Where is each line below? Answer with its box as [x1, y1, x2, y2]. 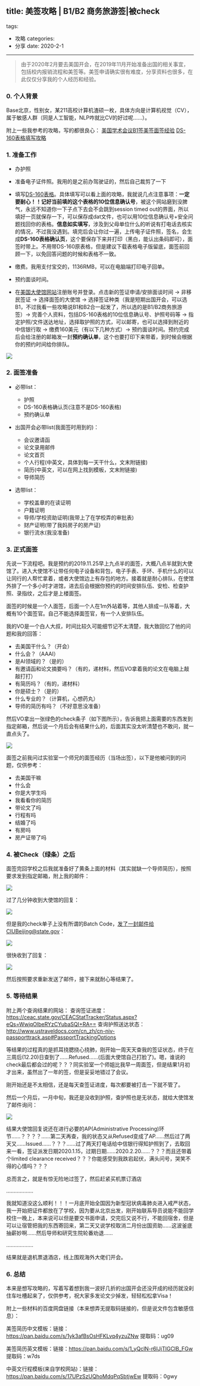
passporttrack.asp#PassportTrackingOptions [6, 1034, 117, 1041]
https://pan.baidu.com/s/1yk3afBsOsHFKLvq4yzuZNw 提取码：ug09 [6, 1332, 174, 1339]
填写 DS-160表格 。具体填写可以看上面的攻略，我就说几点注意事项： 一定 [14, 191, 190, 198]
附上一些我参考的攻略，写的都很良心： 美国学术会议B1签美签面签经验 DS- [6, 127, 186, 134]
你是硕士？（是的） [14, 688, 62, 695]
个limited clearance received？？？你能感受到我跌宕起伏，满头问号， [6, 1155, 176, 1162]
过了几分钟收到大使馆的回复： [6, 896, 79, 904]
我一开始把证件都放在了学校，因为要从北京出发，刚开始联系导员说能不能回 [6, 1207, 189, 1214]
